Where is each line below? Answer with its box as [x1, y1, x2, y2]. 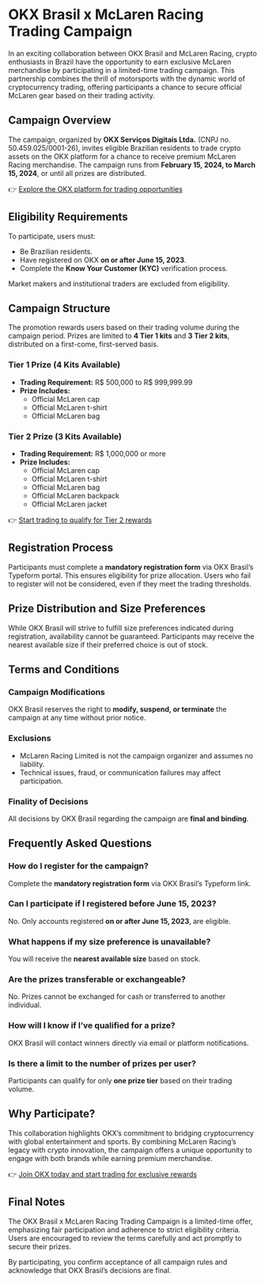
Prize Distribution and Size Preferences [8, 602, 206, 616]
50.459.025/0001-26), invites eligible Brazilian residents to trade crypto [8, 143, 241, 152]
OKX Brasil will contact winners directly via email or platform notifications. [8, 1038, 249, 1048]
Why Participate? [8, 1107, 96, 1121]
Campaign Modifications [8, 686, 105, 697]
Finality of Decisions [8, 796, 89, 807]
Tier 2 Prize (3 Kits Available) [8, 430, 123, 441]
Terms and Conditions [8, 663, 120, 676]
